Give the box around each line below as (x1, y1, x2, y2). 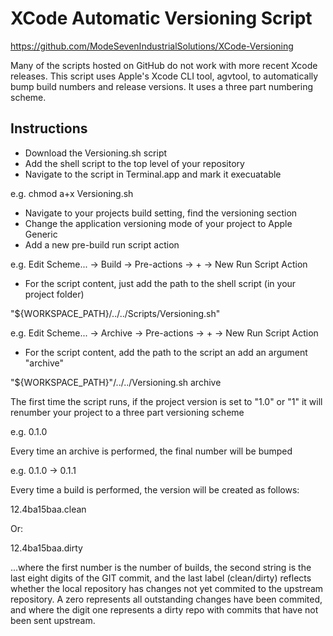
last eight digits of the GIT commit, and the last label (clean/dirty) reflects (10, 572, 312, 584)
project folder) (24, 288, 85, 300)
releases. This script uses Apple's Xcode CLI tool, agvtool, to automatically (10, 70, 319, 82)
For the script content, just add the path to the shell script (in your (24, 277, 297, 289)
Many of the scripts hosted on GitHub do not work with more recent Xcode (10, 59, 318, 71)
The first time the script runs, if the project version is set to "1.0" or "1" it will (10, 395, 323, 407)
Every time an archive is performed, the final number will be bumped (10, 445, 293, 457)
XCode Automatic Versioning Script (10, 7, 313, 30)
